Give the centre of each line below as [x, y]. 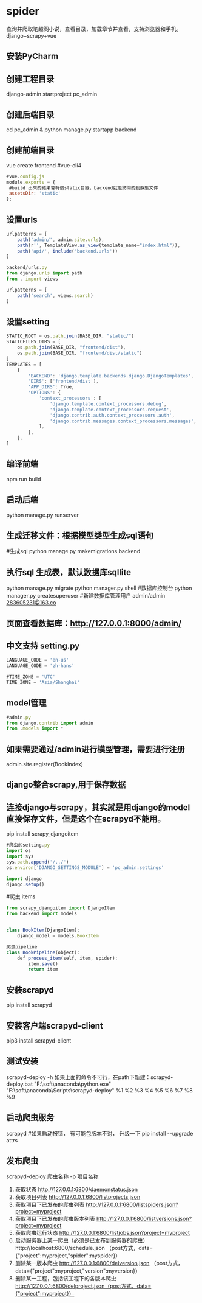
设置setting [28, 322]
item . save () [43, 964]
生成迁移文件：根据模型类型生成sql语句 [80, 535]
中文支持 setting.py [43, 645]
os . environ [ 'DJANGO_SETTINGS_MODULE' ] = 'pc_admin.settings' [85, 868]
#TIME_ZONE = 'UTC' [31, 677]
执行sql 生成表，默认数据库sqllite [69, 572]
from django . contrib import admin [50, 723]
